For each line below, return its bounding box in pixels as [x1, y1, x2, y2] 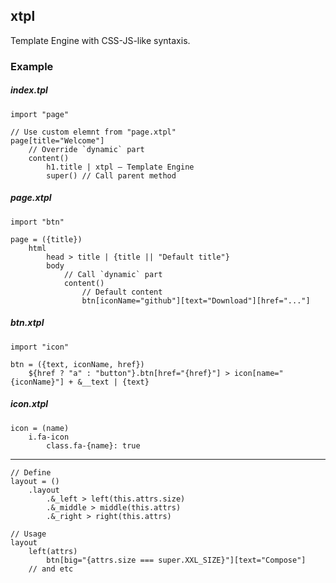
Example [10, 59, 54, 73]
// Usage [10, 529, 47, 539]
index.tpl [10, 84, 48, 96]
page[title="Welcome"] [10, 135, 105, 146]
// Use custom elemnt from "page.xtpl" [10, 127, 177, 137]
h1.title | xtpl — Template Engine [46, 162, 195, 172]
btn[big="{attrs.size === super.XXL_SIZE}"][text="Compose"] [46, 555, 307, 565]
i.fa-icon [28, 432, 70, 442]
